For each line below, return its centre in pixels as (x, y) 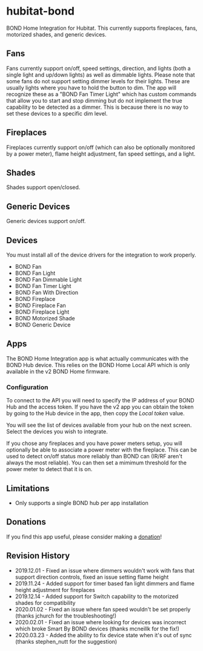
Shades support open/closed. (43, 187)
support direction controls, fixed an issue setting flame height (92, 577)
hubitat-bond (40, 11)
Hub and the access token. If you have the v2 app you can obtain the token (100, 407)
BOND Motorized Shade (45, 318)
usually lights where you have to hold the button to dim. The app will (92, 88)
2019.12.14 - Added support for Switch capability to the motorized (97, 596)
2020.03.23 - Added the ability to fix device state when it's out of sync (103, 635)
